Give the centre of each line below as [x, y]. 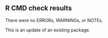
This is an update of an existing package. [48, 30]
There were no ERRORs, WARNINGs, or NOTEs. [54, 20]
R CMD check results [39, 8]
